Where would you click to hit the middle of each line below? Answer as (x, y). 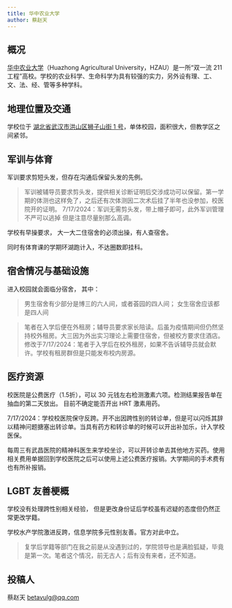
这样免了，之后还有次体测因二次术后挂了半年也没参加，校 (136, 200)
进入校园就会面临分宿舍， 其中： (54, 289)
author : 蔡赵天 (27, 20)
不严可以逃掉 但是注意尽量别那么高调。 (79, 218)
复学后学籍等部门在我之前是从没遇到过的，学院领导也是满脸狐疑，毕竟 (124, 547)
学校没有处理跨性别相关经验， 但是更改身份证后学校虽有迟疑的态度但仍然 (111, 509)
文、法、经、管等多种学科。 (47, 85)
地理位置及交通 (39, 109)
